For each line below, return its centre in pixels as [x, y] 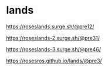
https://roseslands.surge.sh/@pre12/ [50, 26]
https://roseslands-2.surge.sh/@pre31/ [53, 38]
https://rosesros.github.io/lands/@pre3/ [54, 61]
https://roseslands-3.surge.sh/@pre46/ [54, 49]
